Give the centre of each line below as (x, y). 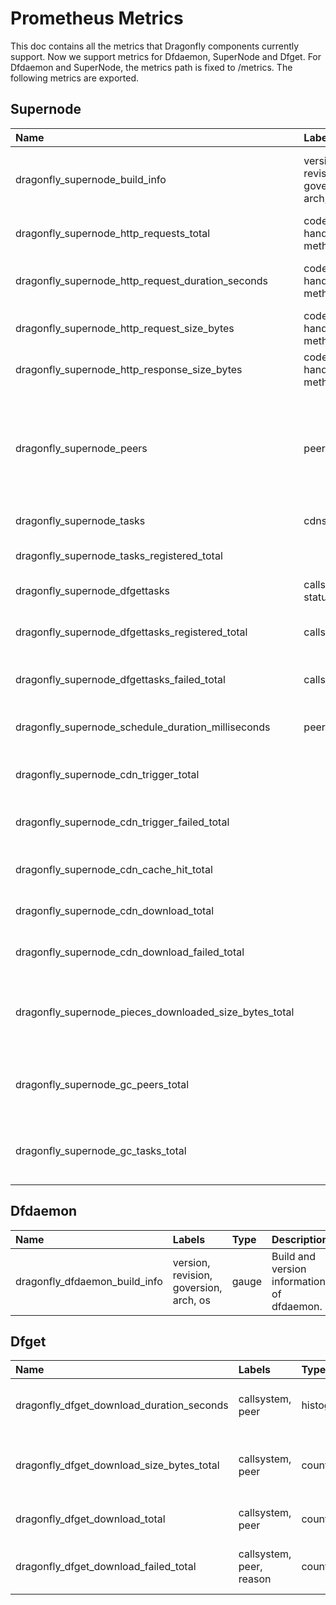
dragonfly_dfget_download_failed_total (106, 1567)
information (298, 1281)
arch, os (191, 1300)
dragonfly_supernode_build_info (91, 179)
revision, (192, 1275)
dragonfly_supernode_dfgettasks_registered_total (131, 632)
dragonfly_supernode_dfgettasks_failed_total (120, 679)
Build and (294, 1256)
